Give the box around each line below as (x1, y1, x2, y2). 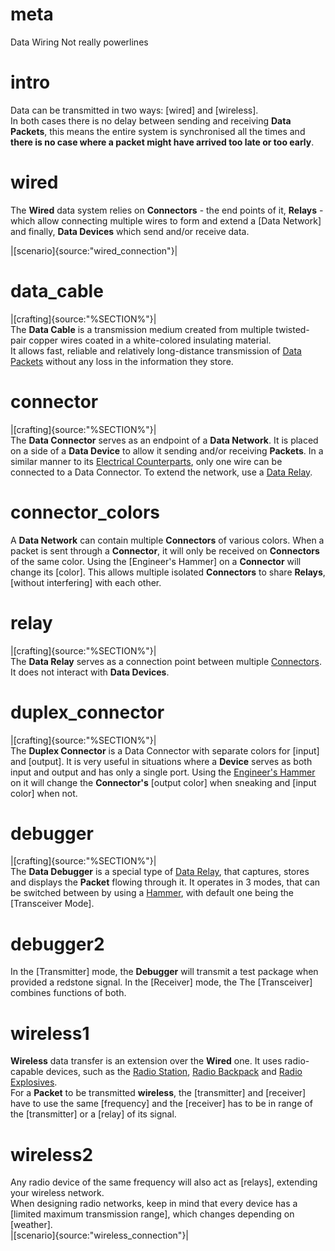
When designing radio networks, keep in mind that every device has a (10, 1198, 298, 1210)
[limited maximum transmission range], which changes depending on (10, 1208, 295, 1220)
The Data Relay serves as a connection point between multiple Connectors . (10, 655, 322, 667)
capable (10, 1066, 44, 1078)
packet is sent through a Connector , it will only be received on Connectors (10, 544, 320, 557)
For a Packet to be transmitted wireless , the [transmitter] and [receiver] (10, 1087, 307, 1099)
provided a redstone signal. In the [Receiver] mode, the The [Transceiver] (10, 976, 313, 988)
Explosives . (10, 1076, 58, 1088)
